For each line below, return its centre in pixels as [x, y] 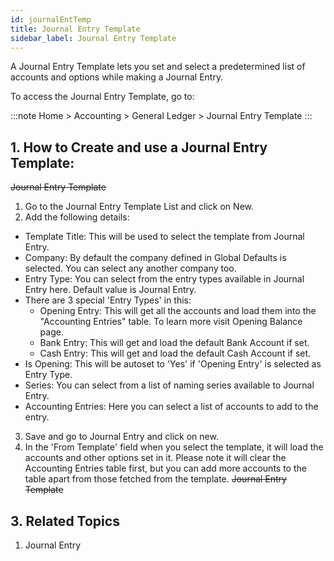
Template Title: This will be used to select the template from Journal [164, 237]
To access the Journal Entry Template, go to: [102, 97]
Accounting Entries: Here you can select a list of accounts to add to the [171, 407]
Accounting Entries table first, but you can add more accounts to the [165, 468]
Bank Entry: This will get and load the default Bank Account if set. [174, 343]
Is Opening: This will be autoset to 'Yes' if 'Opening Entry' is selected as [173, 364]
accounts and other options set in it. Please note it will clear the [155, 458]
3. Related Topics [65, 521]
